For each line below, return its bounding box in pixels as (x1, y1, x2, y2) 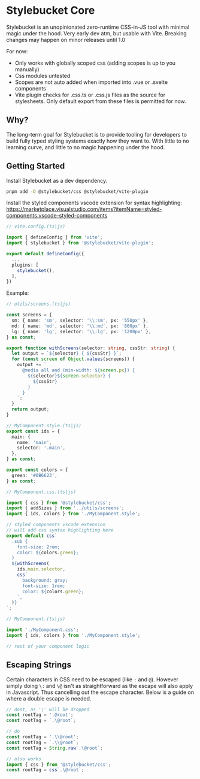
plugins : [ (11, 262, 39, 268)
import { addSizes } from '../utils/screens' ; (6, 505, 125, 511)
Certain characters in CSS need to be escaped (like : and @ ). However (6, 675, 178, 683)
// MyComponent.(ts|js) (6, 616, 66, 622)
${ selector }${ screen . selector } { (28, 373, 111, 379)
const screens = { (6, 312, 52, 318)
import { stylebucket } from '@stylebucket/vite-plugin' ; (6, 240, 154, 246)
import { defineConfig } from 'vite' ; (6, 234, 103, 240)
